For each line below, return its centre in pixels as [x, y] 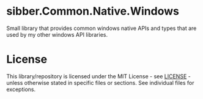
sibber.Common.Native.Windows [93, 11]
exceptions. [21, 89]
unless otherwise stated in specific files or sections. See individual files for [100, 82]
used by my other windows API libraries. [57, 34]
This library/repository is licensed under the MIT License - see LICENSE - [98, 76]
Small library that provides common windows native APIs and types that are [102, 28]
